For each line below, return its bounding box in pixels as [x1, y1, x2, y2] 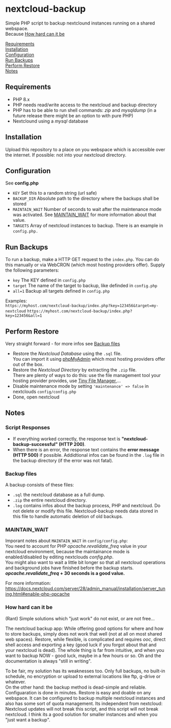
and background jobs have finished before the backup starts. [5, 565, 134, 571]
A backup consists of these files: [5, 481, 74, 488]
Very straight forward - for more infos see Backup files [5, 341, 120, 346]
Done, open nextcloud [12, 394, 60, 400]
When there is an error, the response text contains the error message [12, 447, 159, 453]
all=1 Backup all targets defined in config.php [12, 288, 110, 294]
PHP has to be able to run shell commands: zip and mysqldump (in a [12, 107, 157, 113]
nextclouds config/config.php [12, 389, 77, 394]
